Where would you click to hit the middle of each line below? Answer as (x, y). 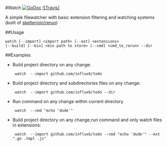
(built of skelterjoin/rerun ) (32, 23)
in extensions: (27, 125)
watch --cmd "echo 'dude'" (44, 111)
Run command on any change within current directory (68, 101)
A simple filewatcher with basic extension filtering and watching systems (80, 17)
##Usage (15, 32)
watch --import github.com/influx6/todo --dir (65, 92)
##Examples (18, 55)
